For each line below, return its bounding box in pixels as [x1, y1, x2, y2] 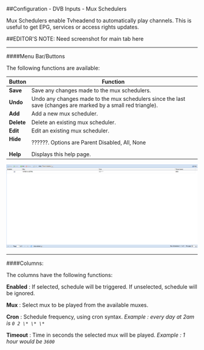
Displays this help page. [31, 151, 91, 158]
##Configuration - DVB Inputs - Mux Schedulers [6, 5, 127, 12]
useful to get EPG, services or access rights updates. [6, 24, 140, 30]
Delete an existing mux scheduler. [31, 118, 117, 126]
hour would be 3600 [6, 337, 55, 345]
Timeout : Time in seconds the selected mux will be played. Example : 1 [6, 331, 185, 338]
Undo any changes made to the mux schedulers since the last [31, 95, 186, 102]
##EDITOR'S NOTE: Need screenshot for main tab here [6, 35, 144, 42]
